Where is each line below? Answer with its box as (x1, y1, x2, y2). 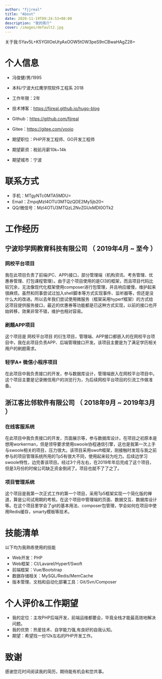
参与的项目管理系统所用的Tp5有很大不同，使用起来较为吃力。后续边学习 (5, 453, 148, 459)
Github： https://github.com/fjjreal (12, 116, 79, 122)
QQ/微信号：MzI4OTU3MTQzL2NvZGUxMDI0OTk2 (12, 205, 114, 211)
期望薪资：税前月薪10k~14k (12, 147, 67, 153)
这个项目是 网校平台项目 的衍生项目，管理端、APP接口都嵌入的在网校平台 (5, 334, 151, 339)
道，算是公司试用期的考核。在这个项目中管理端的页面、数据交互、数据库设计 (5, 497, 157, 503)
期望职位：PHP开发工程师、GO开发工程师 (12, 137, 95, 142)
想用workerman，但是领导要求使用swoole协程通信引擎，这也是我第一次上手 (5, 441, 156, 447)
